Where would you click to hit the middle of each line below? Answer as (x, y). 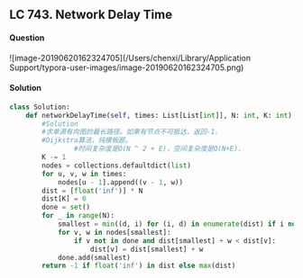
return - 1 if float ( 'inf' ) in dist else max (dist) (139, 266)
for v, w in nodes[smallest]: (114, 232)
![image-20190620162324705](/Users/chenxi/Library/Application (130, 58)
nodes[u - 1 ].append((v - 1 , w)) (120, 182)
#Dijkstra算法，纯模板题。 (87, 140)
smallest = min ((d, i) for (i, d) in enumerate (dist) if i (170, 224)
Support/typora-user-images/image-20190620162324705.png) (127, 67)
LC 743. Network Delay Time (91, 15)
